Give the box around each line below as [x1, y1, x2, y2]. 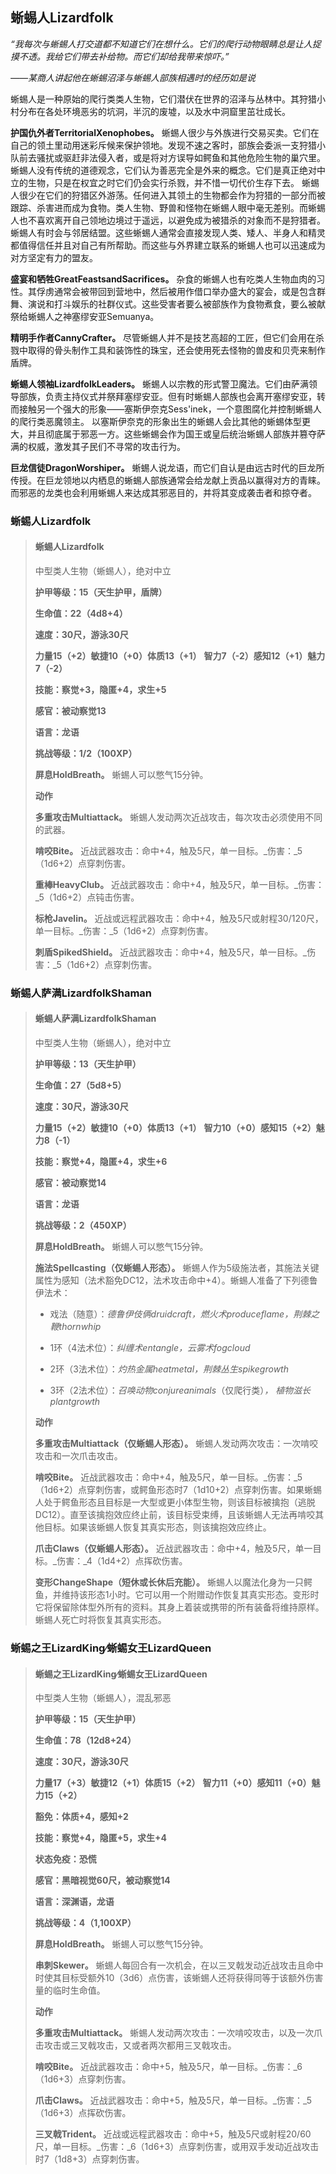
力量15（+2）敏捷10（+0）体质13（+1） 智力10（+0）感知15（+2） [34, 1122, 317, 1134]
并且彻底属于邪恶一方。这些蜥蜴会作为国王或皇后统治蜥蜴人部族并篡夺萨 [27, 428, 326, 440]
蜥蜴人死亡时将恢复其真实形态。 [34, 1614, 167, 1626]
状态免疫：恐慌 [34, 1853, 97, 1865]
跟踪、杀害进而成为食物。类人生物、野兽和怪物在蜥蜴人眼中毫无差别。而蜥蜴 [10, 201, 326, 213]
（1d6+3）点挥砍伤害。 [34, 2107, 132, 2119]
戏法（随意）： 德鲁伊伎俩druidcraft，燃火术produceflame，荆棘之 [49, 1308, 320, 1320]
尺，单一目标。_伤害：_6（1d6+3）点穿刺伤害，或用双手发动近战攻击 [34, 2141, 320, 2153]
